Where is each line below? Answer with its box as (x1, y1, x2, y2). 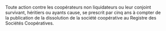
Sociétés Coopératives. (5, 20, 54, 26)
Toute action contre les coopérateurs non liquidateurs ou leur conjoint (5, 4, 151, 10)
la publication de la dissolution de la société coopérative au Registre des (5, 15, 156, 20)
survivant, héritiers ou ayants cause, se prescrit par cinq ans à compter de (5, 9, 161, 15)
